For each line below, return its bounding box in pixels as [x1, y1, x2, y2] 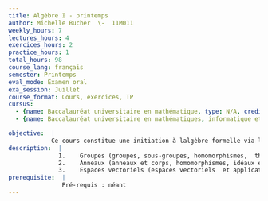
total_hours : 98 [8, 56, 62, 64]
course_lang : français [8, 64, 84, 72]
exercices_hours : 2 [8, 41, 73, 49]
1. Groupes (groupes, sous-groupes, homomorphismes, [58, 152, 248, 160]
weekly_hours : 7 [8, 26, 62, 34]
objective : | [8, 129, 56, 137]
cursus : [8, 100, 34, 108]
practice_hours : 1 [8, 48, 69, 56]
